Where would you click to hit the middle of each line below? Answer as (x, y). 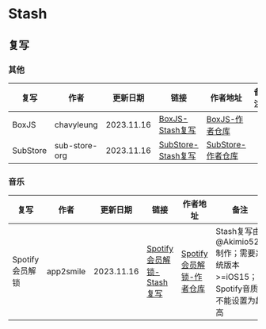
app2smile (66, 272)
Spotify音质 (237, 289)
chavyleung (76, 124)
